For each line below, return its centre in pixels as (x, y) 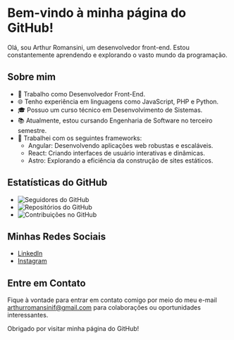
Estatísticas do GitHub (57, 183)
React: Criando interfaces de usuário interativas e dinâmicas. (117, 153)
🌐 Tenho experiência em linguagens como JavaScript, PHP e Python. (118, 101)
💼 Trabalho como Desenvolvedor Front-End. (81, 94)
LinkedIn (30, 253)
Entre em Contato (47, 283)
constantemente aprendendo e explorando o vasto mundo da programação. (117, 55)
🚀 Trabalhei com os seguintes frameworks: (80, 138)
